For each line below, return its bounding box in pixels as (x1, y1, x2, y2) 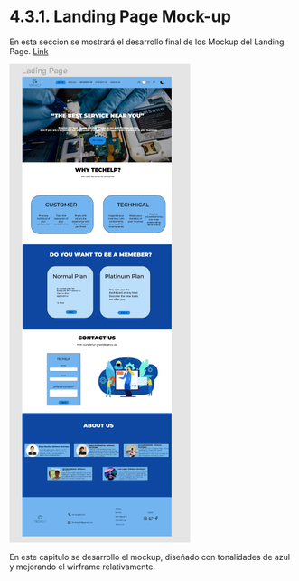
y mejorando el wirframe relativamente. (9, 561, 156, 572)
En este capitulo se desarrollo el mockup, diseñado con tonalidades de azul (9, 551, 291, 562)
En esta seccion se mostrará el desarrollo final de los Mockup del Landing (9, 36, 285, 47)
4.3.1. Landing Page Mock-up (9, 6, 232, 27)
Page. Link (9, 45, 49, 56)
